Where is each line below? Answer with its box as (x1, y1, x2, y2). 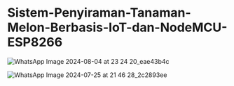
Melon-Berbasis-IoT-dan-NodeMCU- (7, 19, 228, 35)
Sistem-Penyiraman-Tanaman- (7, 5, 191, 21)
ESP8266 (7, 35, 63, 50)
